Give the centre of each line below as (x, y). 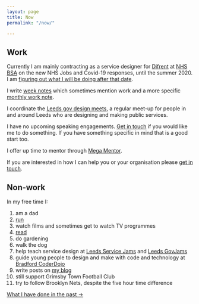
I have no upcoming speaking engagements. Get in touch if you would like (97, 126)
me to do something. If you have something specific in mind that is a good (97, 133)
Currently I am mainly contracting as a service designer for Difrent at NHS (97, 67)
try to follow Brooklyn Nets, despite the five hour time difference (94, 283)
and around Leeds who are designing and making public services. (87, 115)
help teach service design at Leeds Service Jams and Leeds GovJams (101, 251)
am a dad (27, 213)
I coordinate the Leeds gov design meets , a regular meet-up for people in (97, 108)
